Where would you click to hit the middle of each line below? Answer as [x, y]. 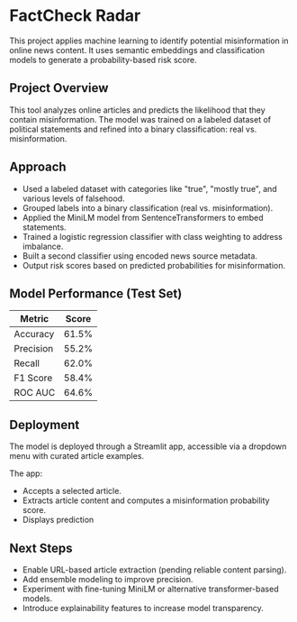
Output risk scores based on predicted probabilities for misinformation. [154, 265]
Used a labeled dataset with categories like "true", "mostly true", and [149, 188]
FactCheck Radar [75, 16]
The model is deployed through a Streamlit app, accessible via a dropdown [148, 446]
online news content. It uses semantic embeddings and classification [137, 50]
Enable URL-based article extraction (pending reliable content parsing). [154, 570]
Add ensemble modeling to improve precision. [108, 579]
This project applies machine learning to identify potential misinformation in [149, 41]
